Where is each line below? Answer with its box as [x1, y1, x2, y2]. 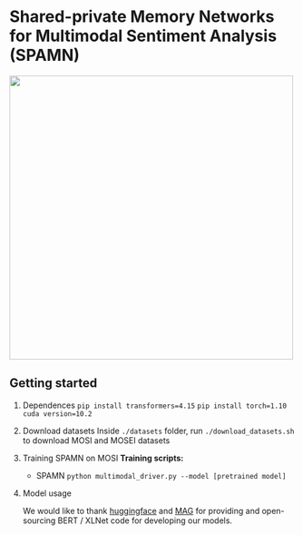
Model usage [22, 488, 73, 499]
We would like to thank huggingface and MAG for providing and [22, 505, 260, 516]
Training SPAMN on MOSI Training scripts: [22, 452, 184, 463]
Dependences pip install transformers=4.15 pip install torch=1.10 [22, 400, 288, 411]
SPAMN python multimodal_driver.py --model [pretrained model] [35, 470, 287, 481]
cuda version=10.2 [22, 409, 93, 419]
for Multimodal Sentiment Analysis [9, 25, 278, 46]
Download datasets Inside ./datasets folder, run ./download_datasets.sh [22, 425, 295, 436]
